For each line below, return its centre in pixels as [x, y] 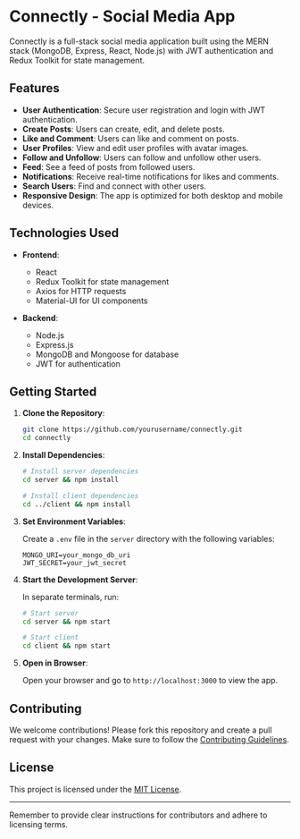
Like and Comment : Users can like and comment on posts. [130, 138]
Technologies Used [64, 233]
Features [34, 88]
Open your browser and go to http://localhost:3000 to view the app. [150, 681]
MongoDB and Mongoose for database [107, 354]
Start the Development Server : [80, 580]
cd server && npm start [67, 622]
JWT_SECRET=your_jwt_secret [74, 563]
